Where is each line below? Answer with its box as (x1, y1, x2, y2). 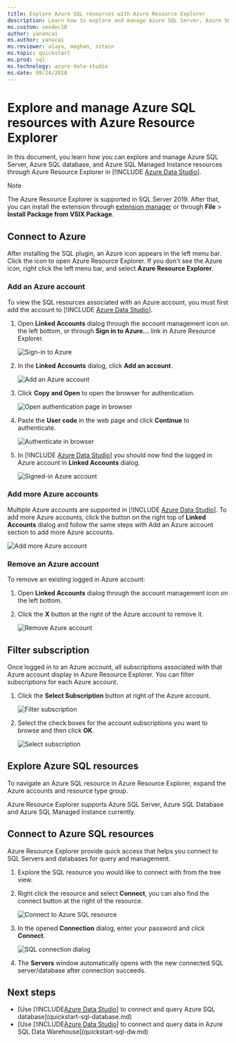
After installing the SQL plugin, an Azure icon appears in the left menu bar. (7, 249, 222, 258)
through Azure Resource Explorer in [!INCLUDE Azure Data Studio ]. (7, 168, 202, 176)
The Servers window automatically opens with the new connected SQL (17, 958, 224, 967)
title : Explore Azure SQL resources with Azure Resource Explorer (7, 10, 206, 18)
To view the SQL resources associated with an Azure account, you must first (7, 297, 228, 307)
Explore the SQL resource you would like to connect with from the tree (17, 868, 221, 876)
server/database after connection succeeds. (17, 966, 146, 975)
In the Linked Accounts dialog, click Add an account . (17, 361, 173, 370)
